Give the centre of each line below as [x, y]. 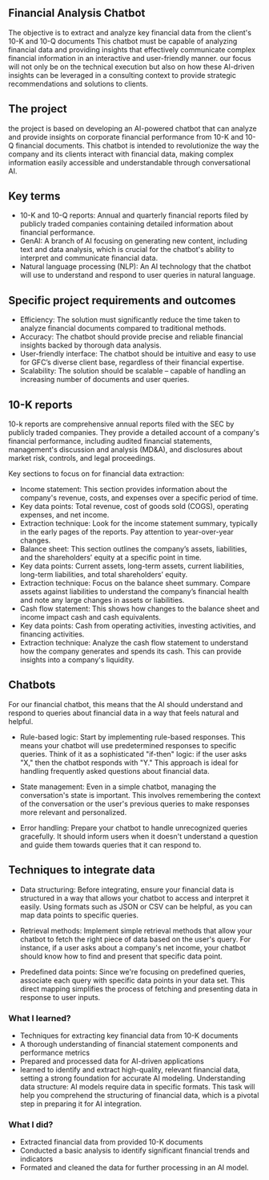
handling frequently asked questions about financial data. [114, 771]
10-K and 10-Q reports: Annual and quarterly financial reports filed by [134, 215]
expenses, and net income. [64, 515]
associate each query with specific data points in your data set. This [132, 980]
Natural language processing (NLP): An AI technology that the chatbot [135, 267]
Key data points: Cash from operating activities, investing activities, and [138, 626]
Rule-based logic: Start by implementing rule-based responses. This [132, 737]
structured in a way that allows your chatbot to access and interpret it [134, 897]
